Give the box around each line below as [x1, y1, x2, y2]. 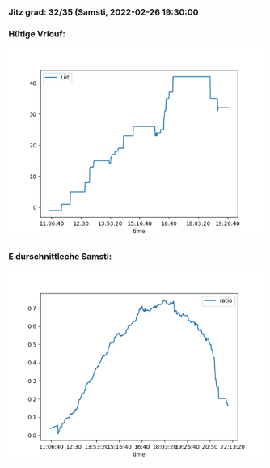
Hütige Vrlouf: [8, 28, 66, 39]
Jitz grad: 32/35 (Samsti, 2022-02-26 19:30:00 [8, 6, 200, 18]
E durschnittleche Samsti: [8, 251, 112, 262]
